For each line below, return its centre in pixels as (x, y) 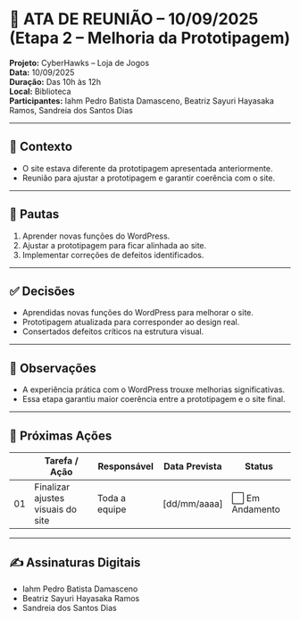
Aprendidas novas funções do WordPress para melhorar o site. (138, 313)
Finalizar (52, 487)
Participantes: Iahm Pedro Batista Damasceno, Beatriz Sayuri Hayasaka (142, 101)
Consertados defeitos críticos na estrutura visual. (113, 331)
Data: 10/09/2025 (42, 72)
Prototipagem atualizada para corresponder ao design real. (131, 323)
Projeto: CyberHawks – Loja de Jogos (79, 63)
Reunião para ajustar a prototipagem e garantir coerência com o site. (148, 178)
